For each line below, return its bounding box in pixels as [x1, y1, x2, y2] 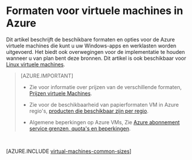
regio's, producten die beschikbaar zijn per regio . [29, 107, 149, 114]
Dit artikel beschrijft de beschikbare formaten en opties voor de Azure [6, 36, 175, 43]
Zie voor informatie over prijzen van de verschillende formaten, [29, 83, 182, 90]
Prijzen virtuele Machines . [29, 90, 92, 97]
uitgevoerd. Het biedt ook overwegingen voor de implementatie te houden [6, 48, 185, 55]
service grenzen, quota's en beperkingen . [29, 125, 131, 132]
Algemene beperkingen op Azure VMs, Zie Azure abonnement [29, 118, 180, 125]
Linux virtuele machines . [6, 60, 66, 68]
